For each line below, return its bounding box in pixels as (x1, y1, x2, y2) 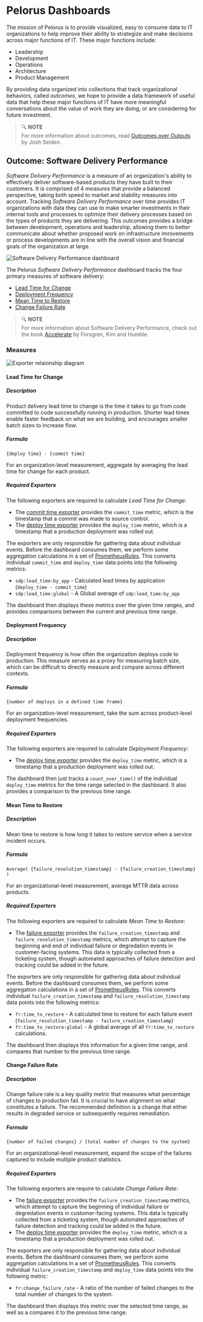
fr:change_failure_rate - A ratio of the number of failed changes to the (14, 1285, 194, 1292)
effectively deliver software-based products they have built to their (6, 178, 173, 185)
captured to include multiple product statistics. (6, 1156, 123, 1163)
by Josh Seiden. (21, 138, 62, 146)
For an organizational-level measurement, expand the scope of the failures (6, 1149, 192, 1157)
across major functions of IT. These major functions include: (6, 36, 156, 44)
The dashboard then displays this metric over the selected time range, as (6, 1303, 188, 1310)
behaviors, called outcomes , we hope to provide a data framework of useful (6, 92, 195, 99)
